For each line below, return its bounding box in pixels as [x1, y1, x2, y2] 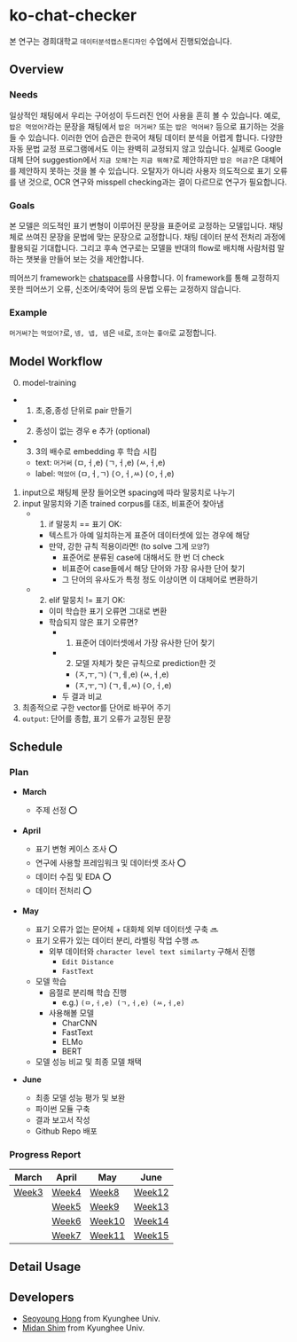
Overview [9, 62, 65, 77]
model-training [21, 378, 77, 388]
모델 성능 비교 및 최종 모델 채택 [35, 1056, 142, 1067]
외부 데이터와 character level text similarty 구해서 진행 [48, 946, 255, 956]
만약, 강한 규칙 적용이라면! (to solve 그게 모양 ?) [48, 541, 210, 552]
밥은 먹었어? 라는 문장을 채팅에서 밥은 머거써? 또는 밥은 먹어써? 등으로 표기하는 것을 [9, 121, 285, 131]
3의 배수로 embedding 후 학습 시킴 [35, 446, 158, 457]
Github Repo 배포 [35, 1126, 98, 1136]
